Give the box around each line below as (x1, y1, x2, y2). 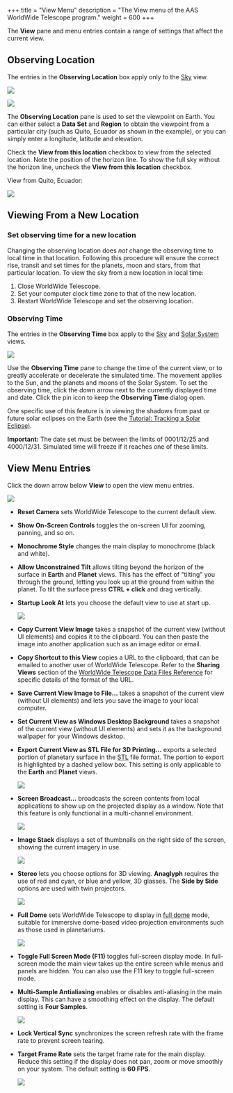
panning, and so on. (17, 528, 75, 536)
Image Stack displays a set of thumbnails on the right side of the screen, (17, 835, 226, 844)
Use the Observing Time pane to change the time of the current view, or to (7, 363, 223, 372)
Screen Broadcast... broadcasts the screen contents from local (17, 794, 200, 802)
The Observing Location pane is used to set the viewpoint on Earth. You (7, 112, 216, 120)
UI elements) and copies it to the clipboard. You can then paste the (17, 632, 209, 641)
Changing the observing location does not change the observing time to (7, 246, 214, 255)
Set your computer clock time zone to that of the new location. (17, 289, 197, 298)
